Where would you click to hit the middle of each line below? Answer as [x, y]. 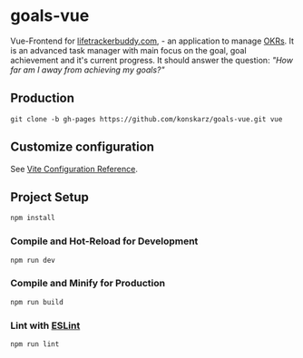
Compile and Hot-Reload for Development [104, 241]
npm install [33, 218]
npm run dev [33, 260]
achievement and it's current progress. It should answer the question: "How [152, 60]
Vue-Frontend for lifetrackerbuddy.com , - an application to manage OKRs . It [152, 41]
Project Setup [50, 197]
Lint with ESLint [45, 325]
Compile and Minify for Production [88, 284]
